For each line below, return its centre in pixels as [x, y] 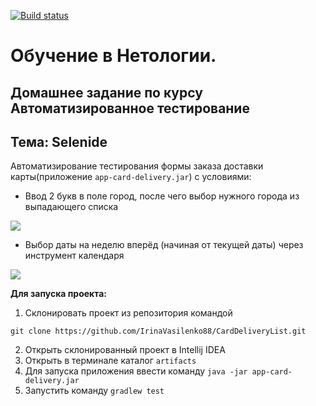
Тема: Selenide [59, 141]
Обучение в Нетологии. [113, 56]
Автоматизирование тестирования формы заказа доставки [137, 166]
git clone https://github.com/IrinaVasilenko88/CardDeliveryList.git [158, 331]
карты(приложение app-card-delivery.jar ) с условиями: [131, 177]
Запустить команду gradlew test [94, 391]
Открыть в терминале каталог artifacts [110, 361]
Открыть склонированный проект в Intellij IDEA [125, 350]
